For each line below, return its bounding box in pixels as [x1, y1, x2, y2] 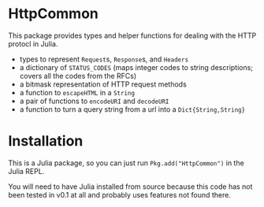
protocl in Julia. [8, 39, 58, 48]
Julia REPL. [8, 166, 45, 176]
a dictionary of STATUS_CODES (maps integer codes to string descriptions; [19, 62, 254, 72]
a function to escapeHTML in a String [19, 87, 136, 97]
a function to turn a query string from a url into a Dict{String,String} [19, 104, 246, 114]
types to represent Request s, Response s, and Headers [19, 54, 189, 64]
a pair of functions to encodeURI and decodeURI [19, 96, 169, 105]
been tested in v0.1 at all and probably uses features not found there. [8, 190, 231, 199]
